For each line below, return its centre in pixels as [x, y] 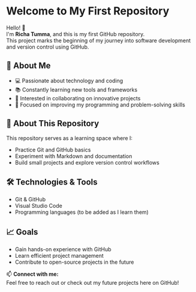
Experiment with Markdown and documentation [73, 156]
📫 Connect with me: [32, 274]
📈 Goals [22, 232]
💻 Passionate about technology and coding [69, 81]
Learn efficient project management [59, 256]
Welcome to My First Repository [88, 11]
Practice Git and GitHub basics [53, 150]
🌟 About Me [28, 66]
